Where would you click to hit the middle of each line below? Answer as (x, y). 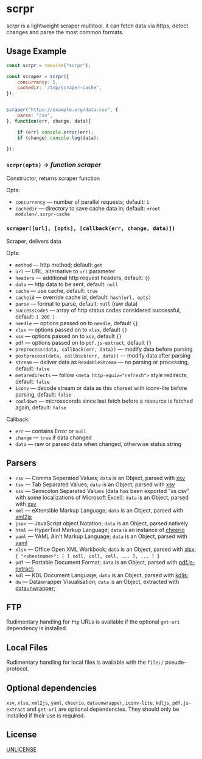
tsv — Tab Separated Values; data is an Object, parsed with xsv (95, 484)
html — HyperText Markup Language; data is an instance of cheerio (100, 530)
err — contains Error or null (51, 431)
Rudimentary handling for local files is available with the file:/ (85, 662)
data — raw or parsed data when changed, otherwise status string (98, 444)
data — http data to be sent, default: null (67, 284)
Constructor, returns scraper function (53, 178)
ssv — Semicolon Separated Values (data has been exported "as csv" (102, 491)
